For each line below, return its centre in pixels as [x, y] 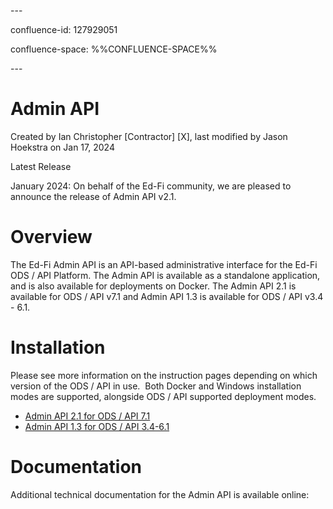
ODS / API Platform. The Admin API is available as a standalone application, [165, 275]
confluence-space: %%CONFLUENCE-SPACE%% [114, 49]
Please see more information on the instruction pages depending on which [164, 375]
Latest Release [41, 166]
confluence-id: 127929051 [64, 29]
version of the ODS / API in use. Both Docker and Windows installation [156, 386]
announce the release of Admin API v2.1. [93, 196]
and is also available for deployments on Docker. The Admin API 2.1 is [153, 286]
